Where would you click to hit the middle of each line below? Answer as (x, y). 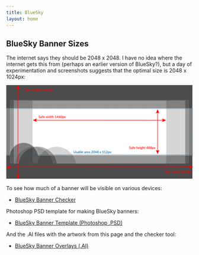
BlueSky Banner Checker (45, 200)
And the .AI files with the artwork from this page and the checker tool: (91, 234)
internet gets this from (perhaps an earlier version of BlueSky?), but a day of (99, 64)
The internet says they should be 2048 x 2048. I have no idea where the (94, 58)
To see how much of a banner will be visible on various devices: (84, 188)
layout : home (22, 19)
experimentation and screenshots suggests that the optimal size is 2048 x (96, 71)
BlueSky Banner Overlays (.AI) (52, 246)
